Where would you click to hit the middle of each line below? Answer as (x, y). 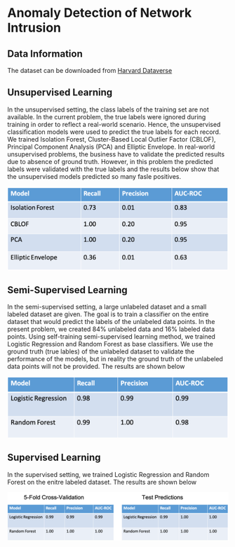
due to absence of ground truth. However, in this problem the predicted (110, 161)
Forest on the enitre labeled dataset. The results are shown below (102, 482)
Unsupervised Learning (60, 93)
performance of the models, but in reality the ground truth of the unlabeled (115, 359)
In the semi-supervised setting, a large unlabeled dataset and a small (107, 307)
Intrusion (34, 28)
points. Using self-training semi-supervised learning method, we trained (112, 337)
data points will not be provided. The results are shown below (96, 367)
